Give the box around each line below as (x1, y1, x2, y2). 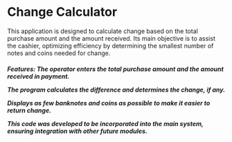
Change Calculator (7, 4, 118, 20)
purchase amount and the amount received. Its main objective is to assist (7, 34, 216, 42)
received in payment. (7, 72, 70, 80)
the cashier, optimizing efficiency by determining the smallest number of (7, 41, 214, 50)
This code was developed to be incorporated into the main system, (7, 119, 204, 128)
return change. (7, 106, 52, 114)
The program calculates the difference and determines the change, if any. (7, 85, 226, 94)
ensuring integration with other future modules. (7, 127, 148, 135)
